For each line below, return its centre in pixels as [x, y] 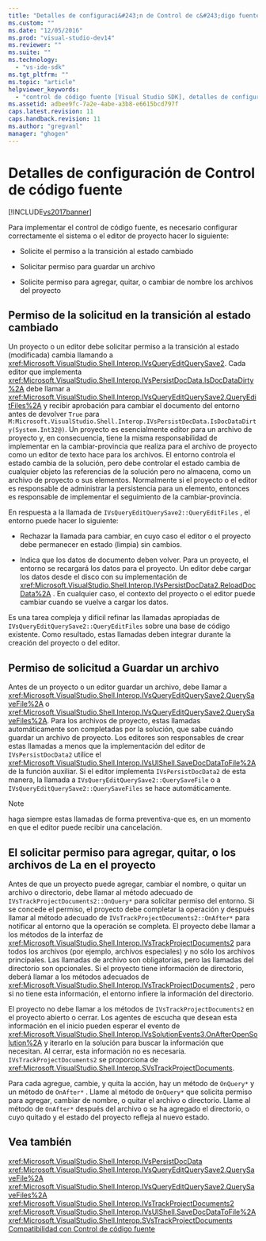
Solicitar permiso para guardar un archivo [87, 266]
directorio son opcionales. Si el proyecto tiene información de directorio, [126, 968]
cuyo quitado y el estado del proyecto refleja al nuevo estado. [109, 1117]
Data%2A [35, 594]
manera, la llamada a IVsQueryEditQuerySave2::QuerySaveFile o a [114, 780]
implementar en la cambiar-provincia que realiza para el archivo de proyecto [133, 446]
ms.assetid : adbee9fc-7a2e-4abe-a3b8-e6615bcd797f [93, 104]
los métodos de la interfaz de [56, 935]
